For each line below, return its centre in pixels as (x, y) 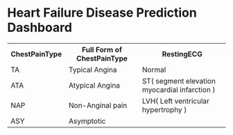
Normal (154, 70)
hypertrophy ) (164, 109)
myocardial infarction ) (179, 90)
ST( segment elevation (179, 81)
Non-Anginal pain (98, 105)
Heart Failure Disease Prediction (102, 13)
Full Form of (102, 49)
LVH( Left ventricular (176, 101)
